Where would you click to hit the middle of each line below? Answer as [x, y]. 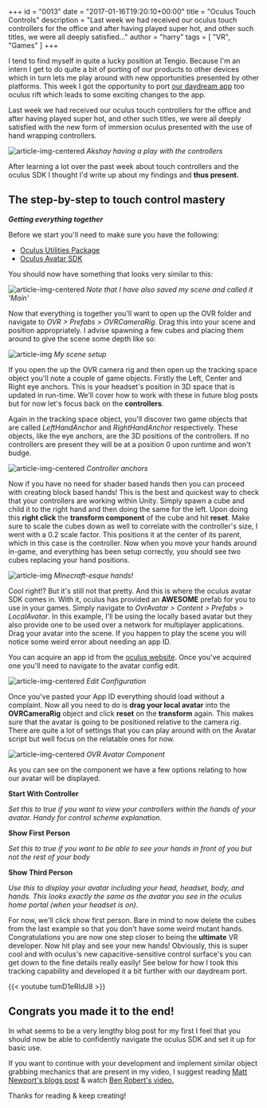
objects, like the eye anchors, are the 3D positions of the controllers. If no [129, 436]
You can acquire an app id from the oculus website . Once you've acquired [130, 657]
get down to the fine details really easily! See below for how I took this [124, 962]
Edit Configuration [116, 681]
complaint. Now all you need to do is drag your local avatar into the [119, 705]
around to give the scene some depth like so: [82, 339]
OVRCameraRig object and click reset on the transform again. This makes [131, 713]
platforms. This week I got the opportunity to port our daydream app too [126, 86]
